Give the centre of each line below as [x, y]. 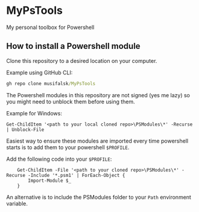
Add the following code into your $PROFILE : [59, 159]
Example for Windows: [34, 113]
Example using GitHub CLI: [39, 72]
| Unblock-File [25, 130]
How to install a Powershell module [73, 46]
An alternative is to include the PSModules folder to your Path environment [99, 197]
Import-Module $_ [49, 181]
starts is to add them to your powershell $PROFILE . [68, 147]
